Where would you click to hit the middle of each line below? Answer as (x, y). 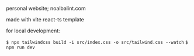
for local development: (33, 31)
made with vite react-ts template (45, 19)
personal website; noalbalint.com (46, 8)
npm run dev (20, 47)
